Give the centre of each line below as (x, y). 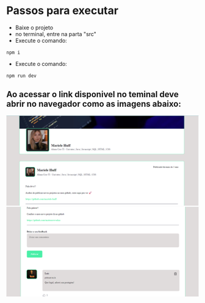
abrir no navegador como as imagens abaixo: (94, 104)
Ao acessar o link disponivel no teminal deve (92, 94)
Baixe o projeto (34, 27)
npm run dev (21, 76)
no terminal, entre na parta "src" (56, 34)
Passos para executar (63, 11)
